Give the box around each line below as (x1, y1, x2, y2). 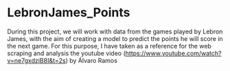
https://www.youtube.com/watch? (125, 49, 222, 57)
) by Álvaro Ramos (65, 56, 118, 64)
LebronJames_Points (7, 5, 130, 20)
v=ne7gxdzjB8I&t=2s (7, 56, 67, 64)
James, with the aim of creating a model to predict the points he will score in (7, 34, 223, 42)
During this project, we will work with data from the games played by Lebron (7, 27, 223, 35)
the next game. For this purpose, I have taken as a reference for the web (7, 42, 211, 50)
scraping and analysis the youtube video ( (7, 49, 126, 57)
